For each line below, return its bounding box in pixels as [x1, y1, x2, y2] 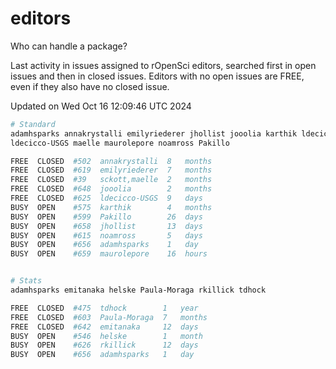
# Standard [10, 119, 56, 129]
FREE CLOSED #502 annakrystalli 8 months [10, 156, 213, 166]
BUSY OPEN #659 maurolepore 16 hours [10, 249, 208, 259]
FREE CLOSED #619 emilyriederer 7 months [10, 165, 213, 176]
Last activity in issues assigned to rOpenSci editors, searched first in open [10, 59, 317, 71]
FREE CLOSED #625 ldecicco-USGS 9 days [10, 193, 203, 204]
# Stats [10, 276, 43, 286]
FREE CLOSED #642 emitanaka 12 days [10, 322, 199, 332]
